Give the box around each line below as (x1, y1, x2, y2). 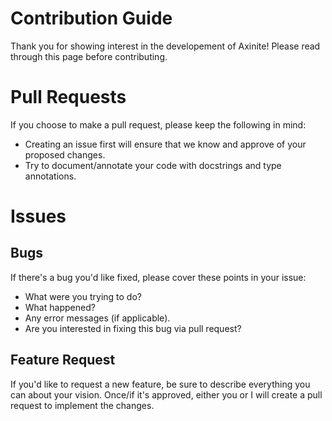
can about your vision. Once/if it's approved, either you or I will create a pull (10, 388, 323, 401)
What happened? (24, 301, 96, 313)
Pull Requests (10, 86, 127, 109)
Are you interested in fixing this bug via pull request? (24, 322, 242, 334)
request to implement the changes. (10, 399, 155, 411)
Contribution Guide (10, 7, 173, 30)
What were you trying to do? (24, 290, 142, 302)
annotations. (24, 170, 77, 182)
